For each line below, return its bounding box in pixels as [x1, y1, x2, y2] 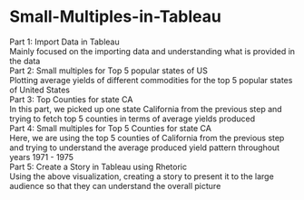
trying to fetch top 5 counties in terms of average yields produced [9, 113, 256, 124]
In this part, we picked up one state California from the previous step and [9, 103, 283, 114]
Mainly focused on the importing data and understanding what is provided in [9, 45, 296, 56]
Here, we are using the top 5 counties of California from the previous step [9, 132, 285, 143]
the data [9, 55, 41, 66]
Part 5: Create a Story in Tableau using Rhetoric [9, 161, 188, 172]
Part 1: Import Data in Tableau [9, 36, 120, 47]
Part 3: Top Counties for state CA [9, 93, 133, 105]
